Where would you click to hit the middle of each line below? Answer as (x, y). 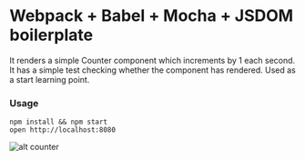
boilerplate (51, 35)
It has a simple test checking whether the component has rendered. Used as (152, 70)
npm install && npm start (58, 122)
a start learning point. (50, 79)
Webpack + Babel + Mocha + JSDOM (152, 16)
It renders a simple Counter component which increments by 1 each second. (152, 60)
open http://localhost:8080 (63, 130)
